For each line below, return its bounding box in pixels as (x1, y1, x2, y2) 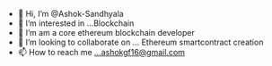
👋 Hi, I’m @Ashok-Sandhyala (17, 9, 124, 19)
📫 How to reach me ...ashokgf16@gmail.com (17, 47, 186, 57)
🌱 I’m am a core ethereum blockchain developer (17, 28, 195, 37)
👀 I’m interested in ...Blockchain (17, 18, 135, 29)
